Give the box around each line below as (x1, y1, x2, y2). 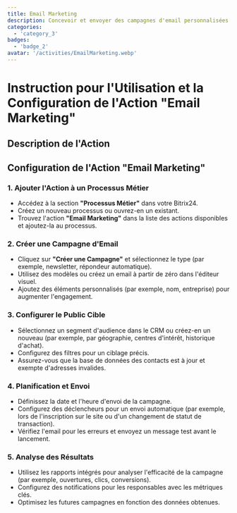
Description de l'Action (7, 138, 111, 150)
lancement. (17, 435, 51, 443)
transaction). (17, 420, 55, 428)
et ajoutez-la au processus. (17, 221, 97, 230)
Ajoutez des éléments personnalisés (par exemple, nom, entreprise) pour (17, 285, 230, 293)
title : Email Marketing (7, 10, 78, 18)
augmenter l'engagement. (17, 292, 93, 301)
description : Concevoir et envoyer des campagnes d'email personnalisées (7, 17, 229, 24)
